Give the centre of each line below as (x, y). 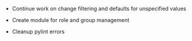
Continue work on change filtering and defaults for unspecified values (99, 9)
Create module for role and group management (71, 20)
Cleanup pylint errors (38, 31)
